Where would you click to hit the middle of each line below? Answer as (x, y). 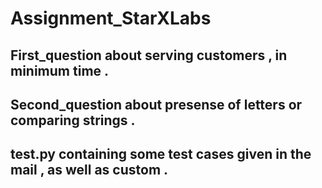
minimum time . (60, 70)
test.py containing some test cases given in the (161, 154)
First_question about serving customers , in (149, 55)
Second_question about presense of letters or (156, 104)
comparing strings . (73, 120)
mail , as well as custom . (89, 170)
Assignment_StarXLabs (111, 18)
